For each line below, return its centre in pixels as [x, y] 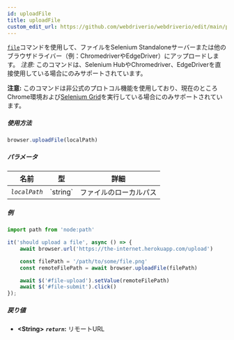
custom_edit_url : [32, 26]
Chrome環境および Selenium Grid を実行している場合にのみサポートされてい [115, 97]
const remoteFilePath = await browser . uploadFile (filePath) [109, 268]
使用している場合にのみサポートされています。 [80, 73]
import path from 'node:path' [51, 230]
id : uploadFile [29, 14]
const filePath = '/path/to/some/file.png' [84, 261]
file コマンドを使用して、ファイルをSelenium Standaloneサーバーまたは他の [117, 47]
